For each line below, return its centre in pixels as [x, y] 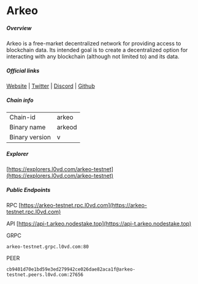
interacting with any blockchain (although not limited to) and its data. [93, 56]
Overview [19, 28]
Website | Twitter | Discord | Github [51, 86]
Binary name [28, 128]
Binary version [30, 137]
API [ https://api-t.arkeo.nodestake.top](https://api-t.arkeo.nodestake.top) [99, 224]
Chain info [20, 100]
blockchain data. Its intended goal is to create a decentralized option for [97, 50]
